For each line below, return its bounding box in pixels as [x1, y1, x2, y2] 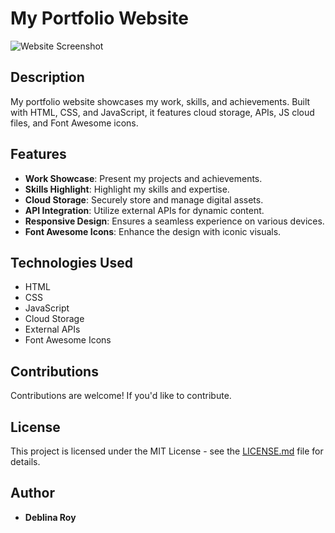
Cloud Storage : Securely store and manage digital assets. [24, 193, 264, 206]
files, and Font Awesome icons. [10, 117, 139, 129]
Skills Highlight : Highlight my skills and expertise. [24, 183, 230, 195]
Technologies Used [10, 254, 133, 271]
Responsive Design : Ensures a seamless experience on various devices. [24, 215, 325, 227]
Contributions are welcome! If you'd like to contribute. [10, 390, 232, 402]
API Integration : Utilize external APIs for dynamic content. [24, 204, 265, 216]
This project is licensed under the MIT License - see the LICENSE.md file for [10, 445, 324, 457]
